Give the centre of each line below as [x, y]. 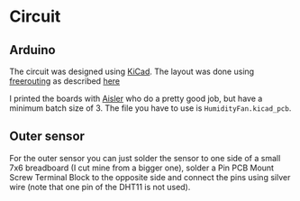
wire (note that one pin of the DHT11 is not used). [100, 187]
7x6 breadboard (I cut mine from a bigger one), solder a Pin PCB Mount [142, 168]
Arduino [32, 50]
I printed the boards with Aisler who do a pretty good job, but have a [136, 98]
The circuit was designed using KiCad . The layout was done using [132, 71]
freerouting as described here [65, 81]
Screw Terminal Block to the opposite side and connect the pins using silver [150, 177]
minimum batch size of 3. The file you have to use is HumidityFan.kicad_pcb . [150, 108]
